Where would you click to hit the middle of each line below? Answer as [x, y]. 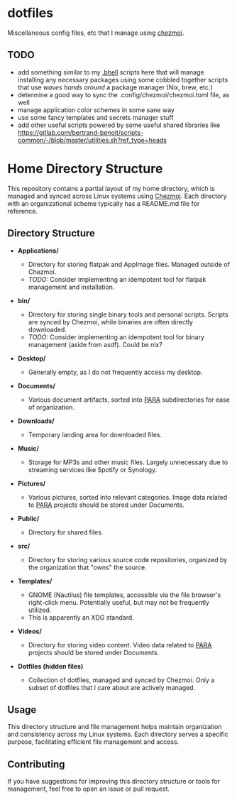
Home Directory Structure [85, 169]
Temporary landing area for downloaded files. [95, 434]
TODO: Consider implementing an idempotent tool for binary [116, 337]
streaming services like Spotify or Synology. [93, 469]
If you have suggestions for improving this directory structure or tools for [114, 782]
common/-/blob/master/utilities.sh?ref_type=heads [92, 140]
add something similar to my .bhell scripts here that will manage [111, 72]
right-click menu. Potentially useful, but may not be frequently [119, 602]
